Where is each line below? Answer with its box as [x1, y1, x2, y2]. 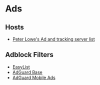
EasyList [12, 63, 30, 70]
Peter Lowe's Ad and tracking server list [12, 36, 95, 42]
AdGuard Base [12, 69, 42, 75]
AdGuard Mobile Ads [12, 74, 56, 80]
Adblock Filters [5, 50, 54, 59]
